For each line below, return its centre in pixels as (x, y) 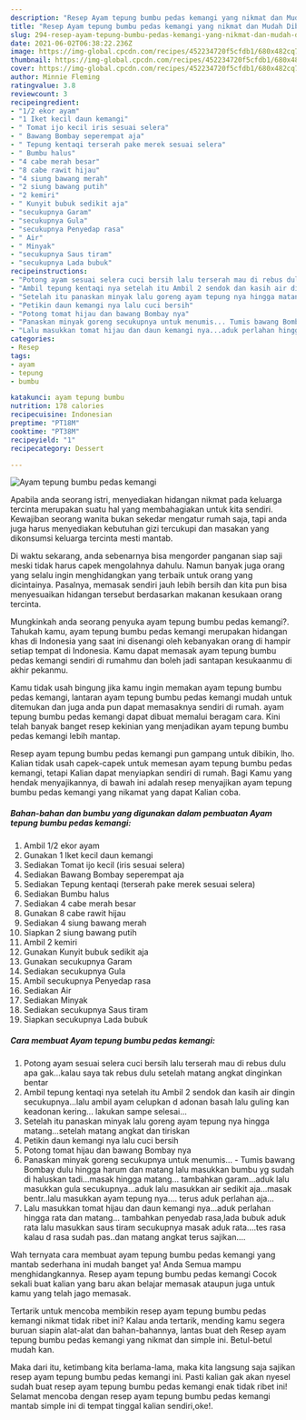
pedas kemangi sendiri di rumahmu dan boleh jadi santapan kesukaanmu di (151, 661)
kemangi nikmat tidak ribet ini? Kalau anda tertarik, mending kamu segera (148, 1321)
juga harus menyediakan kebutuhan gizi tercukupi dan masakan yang (140, 529)
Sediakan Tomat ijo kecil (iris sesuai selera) (104, 865)
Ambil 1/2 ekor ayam (61, 845)
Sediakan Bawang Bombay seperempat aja (104, 875)
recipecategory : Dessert (57, 448)
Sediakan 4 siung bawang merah (85, 923)
